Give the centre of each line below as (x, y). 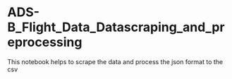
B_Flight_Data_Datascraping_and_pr (116, 27)
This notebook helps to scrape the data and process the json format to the (115, 61)
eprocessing (45, 42)
